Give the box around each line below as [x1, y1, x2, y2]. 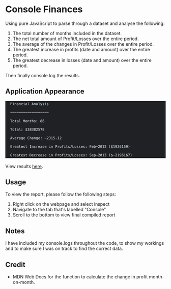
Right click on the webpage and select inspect [12, 201, 110, 207]
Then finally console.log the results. [5, 72, 80, 78]
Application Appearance [5, 87, 85, 96]
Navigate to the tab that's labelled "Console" [12, 207, 106, 213]
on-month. [12, 279, 35, 285]
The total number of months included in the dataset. [12, 30, 122, 36]
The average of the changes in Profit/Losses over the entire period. [12, 41, 154, 47]
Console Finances [5, 4, 83, 15]
